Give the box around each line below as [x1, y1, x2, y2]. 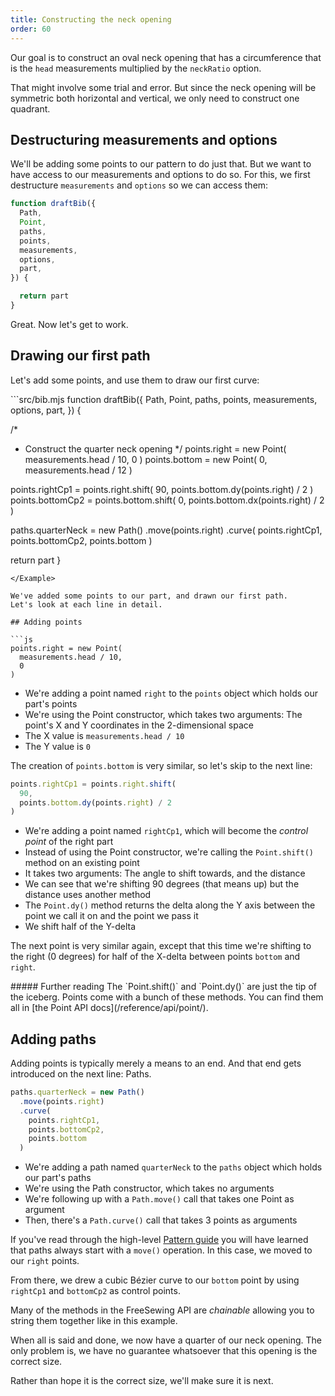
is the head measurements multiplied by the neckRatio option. [10, 62, 262, 74]
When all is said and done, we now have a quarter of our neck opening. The [10, 1334, 323, 1346]
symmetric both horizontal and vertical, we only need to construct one [10, 92, 300, 104]
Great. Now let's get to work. [10, 318, 129, 330]
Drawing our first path [10, 347, 151, 365]
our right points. [10, 1255, 80, 1267]
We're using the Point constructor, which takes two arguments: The [24, 708, 303, 720]
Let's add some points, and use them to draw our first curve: [10, 374, 260, 386]
